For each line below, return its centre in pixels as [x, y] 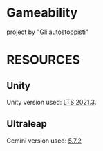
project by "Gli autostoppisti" [48, 32]
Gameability [42, 13]
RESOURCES [44, 60]
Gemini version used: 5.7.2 [44, 141]
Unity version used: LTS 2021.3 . [51, 102]
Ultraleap [27, 124]
